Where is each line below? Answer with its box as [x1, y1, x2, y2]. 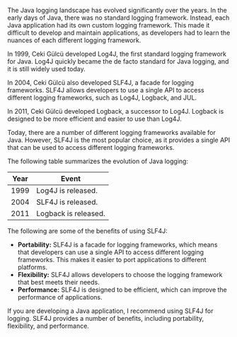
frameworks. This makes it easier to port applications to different [17, 256, 207, 264]
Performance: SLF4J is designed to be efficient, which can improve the [17, 285, 228, 294]
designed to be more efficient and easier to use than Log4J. [7, 114, 182, 123]
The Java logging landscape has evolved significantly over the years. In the [7, 6, 228, 14]
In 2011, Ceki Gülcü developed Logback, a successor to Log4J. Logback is [7, 107, 224, 115]
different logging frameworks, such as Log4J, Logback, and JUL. [7, 93, 197, 102]
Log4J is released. [36, 186, 98, 195]
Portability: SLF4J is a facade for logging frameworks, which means [17, 240, 218, 249]
